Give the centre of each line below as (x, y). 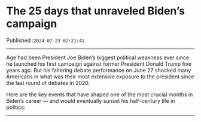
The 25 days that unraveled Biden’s (96, 11)
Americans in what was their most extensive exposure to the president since (100, 77)
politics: (16, 107)
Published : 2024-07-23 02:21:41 (45, 40)
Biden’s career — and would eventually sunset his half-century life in (91, 100)
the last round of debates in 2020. (48, 83)
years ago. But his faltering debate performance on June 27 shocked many (99, 70)
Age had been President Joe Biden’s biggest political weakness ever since (98, 57)
